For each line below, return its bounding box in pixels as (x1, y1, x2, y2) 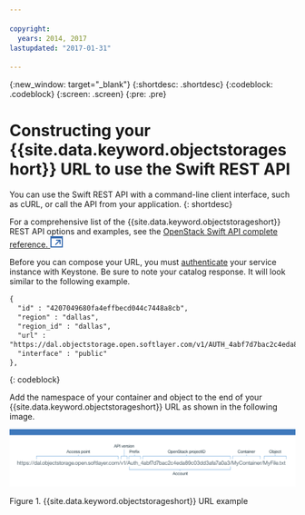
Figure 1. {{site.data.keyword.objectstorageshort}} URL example (9, 495, 249, 506)
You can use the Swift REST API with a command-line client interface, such (9, 189, 290, 200)
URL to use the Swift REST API (60, 159, 290, 180)
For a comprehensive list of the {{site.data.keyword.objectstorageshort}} (9, 216, 281, 227)
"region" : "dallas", (17, 313, 100, 322)
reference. (9, 239, 48, 250)
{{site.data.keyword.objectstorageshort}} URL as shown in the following (9, 401, 279, 412)
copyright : (9, 24, 51, 34)
